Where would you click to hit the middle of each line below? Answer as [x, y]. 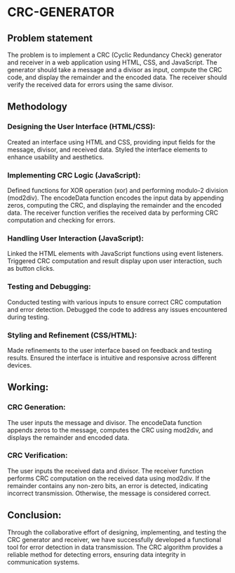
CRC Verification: [38, 455]
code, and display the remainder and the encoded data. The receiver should [117, 77]
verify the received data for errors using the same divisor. [90, 85]
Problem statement [50, 38]
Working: [28, 387]
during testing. [28, 317]
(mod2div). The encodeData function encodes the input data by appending [116, 198]
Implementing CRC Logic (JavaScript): [74, 175]
